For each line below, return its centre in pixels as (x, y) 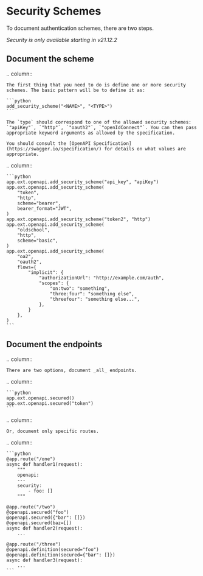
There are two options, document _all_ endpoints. (72, 370)
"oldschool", (34, 230)
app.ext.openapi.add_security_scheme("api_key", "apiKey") (83, 182)
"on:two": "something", (80, 288)
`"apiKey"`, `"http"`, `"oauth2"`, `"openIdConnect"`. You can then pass (102, 127)
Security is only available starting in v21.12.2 (62, 40)
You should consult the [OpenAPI (49, 143)
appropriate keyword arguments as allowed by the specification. (91, 133)
